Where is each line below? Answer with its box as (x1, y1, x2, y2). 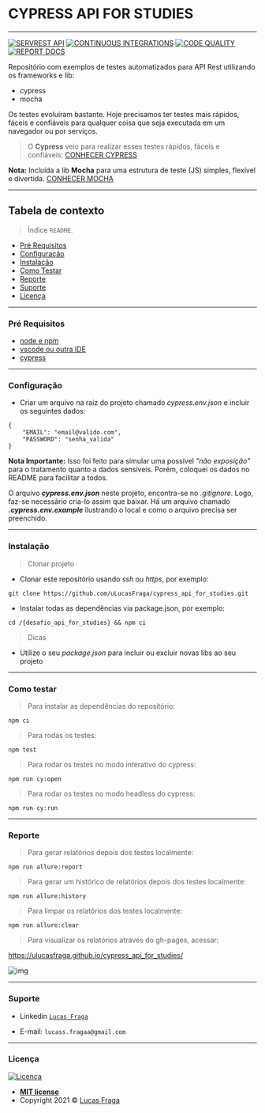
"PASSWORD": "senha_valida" (22, 436, 114, 444)
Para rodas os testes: (27, 730, 97, 740)
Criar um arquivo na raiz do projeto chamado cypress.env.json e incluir (19, 398, 250, 407)
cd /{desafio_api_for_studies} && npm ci (8, 619, 147, 627)
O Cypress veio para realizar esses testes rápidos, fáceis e (27, 142, 221, 151)
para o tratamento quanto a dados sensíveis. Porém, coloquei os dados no (8, 464, 250, 475)
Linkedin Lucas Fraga (19, 1011, 88, 1020)
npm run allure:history (8, 892, 87, 900)
